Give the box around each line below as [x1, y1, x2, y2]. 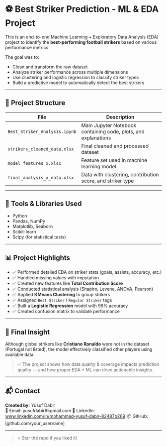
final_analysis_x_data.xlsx [7, 175, 74, 180]
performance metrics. [5, 44, 50, 50]
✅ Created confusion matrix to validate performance [12, 309, 120, 315]
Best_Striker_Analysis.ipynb [7, 128, 77, 134]
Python [12, 213, 27, 219]
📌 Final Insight [5, 328, 50, 336]
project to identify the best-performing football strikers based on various [5, 39, 157, 45]
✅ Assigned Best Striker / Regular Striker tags [12, 297, 112, 303]
